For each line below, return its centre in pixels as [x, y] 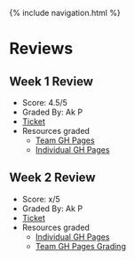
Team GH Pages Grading [80, 246]
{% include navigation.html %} [65, 13]
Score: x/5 [41, 199]
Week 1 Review [51, 81]
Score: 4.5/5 [45, 102]
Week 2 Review [52, 178]
